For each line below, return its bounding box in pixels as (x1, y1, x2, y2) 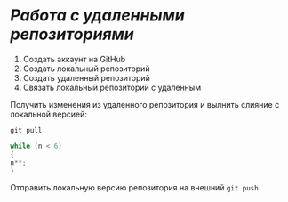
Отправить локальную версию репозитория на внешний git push (10, 182, 259, 193)
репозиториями (10, 24, 134, 44)
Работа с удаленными (10, 5, 185, 26)
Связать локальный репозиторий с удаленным (22, 82, 202, 93)
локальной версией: (10, 109, 88, 119)
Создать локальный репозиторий (22, 63, 150, 74)
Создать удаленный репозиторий (22, 72, 150, 83)
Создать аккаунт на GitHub (22, 53, 126, 64)
